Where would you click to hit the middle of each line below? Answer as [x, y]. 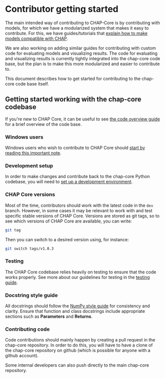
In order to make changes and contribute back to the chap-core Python [78, 177]
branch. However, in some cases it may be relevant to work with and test [79, 210]
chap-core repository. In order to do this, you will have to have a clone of [79, 345]
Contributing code [28, 329]
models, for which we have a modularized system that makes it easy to [77, 28]
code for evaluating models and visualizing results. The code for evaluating [81, 53]
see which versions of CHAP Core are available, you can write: [68, 221]
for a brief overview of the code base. [44, 124]
